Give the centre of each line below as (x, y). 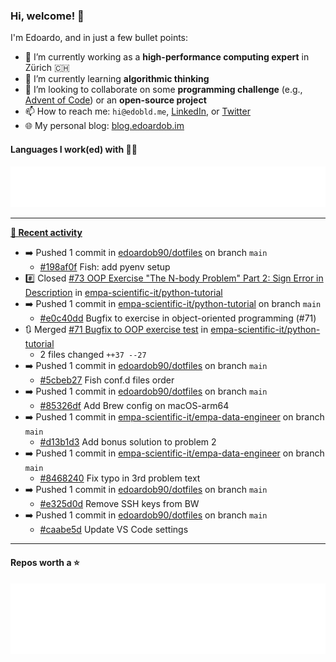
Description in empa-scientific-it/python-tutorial (123, 293)
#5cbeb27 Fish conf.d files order (107, 380)
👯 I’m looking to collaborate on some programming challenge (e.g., (163, 90)
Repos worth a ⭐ (45, 563)
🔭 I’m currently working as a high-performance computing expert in (167, 57)
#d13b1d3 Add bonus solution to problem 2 (128, 442)
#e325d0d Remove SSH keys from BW (119, 504)
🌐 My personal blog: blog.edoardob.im (104, 126)
